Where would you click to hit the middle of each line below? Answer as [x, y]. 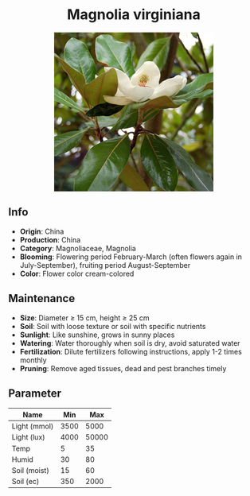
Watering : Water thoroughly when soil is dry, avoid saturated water [130, 343]
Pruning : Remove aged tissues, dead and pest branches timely [123, 368]
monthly [33, 360]
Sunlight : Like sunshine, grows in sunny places [97, 335]
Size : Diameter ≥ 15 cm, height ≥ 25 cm [84, 318]
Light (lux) [28, 437]
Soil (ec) [25, 482]
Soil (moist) [30, 471]
